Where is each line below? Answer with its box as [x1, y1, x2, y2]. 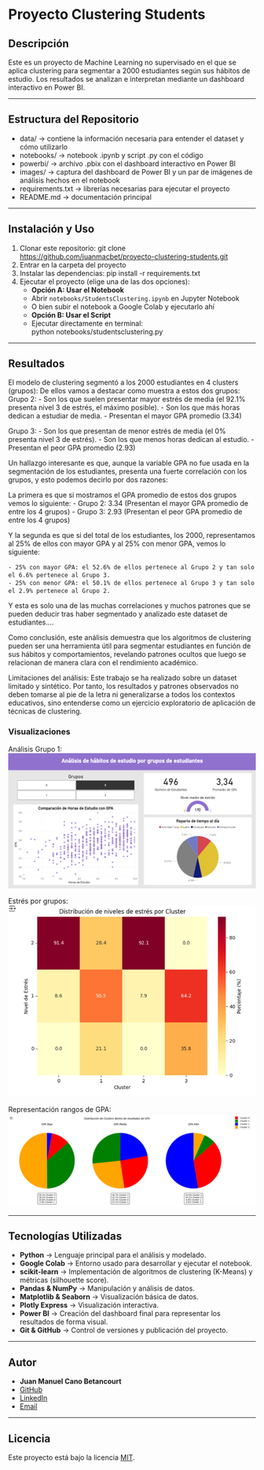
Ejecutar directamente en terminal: [31, 319, 144, 328]
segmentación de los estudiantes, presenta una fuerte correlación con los [8, 466, 247, 477]
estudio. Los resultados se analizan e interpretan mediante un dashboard [8, 75, 245, 83]
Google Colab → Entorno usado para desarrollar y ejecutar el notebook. [19, 1258, 253, 1268]
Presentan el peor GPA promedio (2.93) [8, 443, 136, 453]
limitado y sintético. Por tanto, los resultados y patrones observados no [8, 682, 239, 691]
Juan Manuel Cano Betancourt [19, 1376, 122, 1386]
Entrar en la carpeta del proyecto [19, 260, 127, 269]
